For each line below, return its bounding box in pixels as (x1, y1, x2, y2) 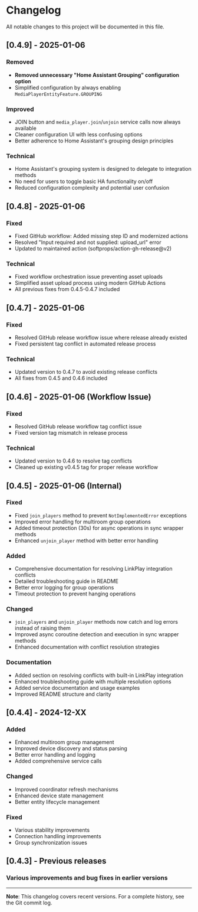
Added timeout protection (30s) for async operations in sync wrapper (14, 524, 184, 532)
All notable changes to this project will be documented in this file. (6, 23, 165, 30)
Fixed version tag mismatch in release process (14, 429, 128, 436)
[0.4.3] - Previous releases (6, 856, 107, 866)
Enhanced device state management (14, 792, 104, 799)
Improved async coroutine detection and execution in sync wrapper (14, 631, 179, 638)
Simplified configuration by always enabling (14, 84, 121, 91)
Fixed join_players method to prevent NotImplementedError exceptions (14, 512, 187, 519)
